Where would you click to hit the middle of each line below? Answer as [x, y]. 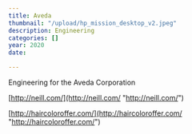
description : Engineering [51, 30]
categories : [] [34, 38]
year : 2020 [26, 45]
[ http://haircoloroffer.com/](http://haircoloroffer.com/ [95, 113]
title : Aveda [30, 16]
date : [17, 53]
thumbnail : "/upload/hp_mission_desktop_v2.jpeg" [93, 23]
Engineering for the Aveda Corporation [72, 82]
